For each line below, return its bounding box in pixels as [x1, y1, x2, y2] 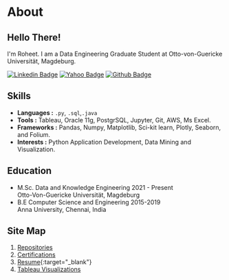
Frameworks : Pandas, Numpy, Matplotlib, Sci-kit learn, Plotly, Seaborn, [17, 123, 221, 131]
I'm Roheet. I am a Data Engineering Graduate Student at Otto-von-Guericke [7, 50, 223, 58]
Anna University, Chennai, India [17, 205, 107, 213]
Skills [7, 90, 31, 102]
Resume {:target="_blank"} [17, 258, 92, 266]
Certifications [17, 250, 56, 259]
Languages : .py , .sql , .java [17, 108, 98, 117]
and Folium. [17, 130, 50, 138]
